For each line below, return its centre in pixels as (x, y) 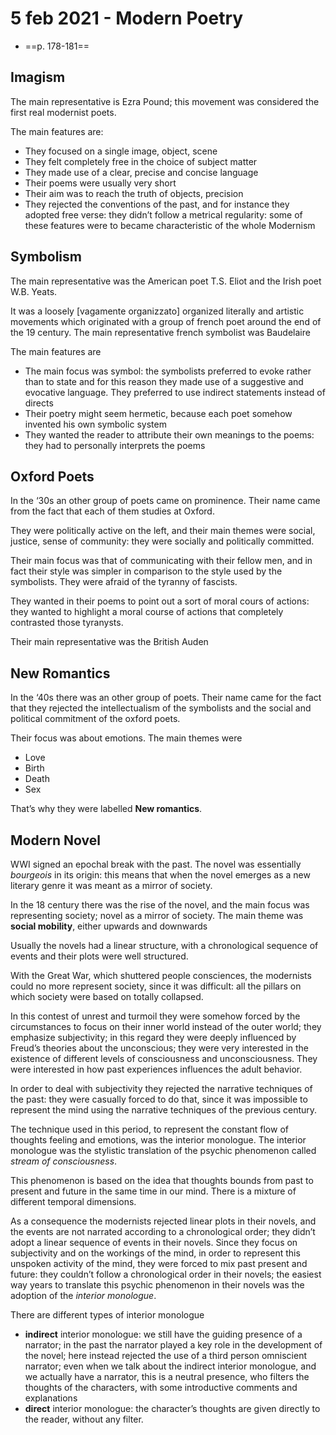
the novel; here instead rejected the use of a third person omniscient (166, 1355)
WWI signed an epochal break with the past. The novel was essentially (156, 864)
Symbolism (46, 257)
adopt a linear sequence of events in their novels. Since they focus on (154, 1242)
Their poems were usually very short (100, 183)
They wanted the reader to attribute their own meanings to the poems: (169, 434)
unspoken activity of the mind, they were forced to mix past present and (159, 1263)
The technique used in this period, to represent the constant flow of (149, 1129)
